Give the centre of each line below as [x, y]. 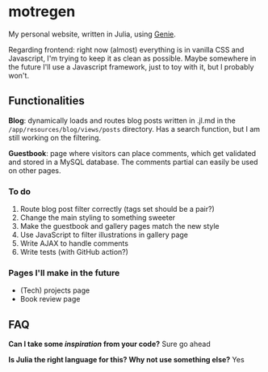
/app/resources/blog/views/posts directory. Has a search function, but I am [134, 129]
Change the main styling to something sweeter [98, 218]
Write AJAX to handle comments [74, 243]
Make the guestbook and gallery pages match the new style [119, 226]
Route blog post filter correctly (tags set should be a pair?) [117, 209]
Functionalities [46, 101]
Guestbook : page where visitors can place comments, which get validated [132, 153]
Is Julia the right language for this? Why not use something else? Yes [126, 360]
